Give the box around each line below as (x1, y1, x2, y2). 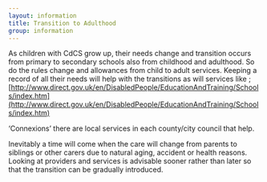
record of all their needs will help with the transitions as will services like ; (8, 74, 251, 84)
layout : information (8, 11, 78, 20)
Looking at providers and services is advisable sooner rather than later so (8, 156, 252, 166)
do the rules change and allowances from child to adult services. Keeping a (8, 66, 257, 75)
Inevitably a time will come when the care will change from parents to (8, 140, 238, 149)
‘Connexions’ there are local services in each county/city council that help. (8, 123, 255, 133)
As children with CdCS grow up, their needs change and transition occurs (8, 49, 252, 59)
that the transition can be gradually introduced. (8, 165, 164, 175)
